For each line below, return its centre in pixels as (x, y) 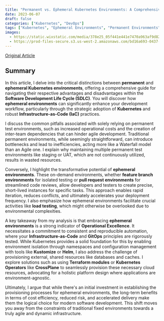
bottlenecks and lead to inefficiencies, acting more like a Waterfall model (78, 144)
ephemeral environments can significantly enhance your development (76, 103)
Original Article (20, 55)
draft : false (18, 19)
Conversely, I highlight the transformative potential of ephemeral (70, 169)
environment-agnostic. (28, 278)
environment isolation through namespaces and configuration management (81, 247)
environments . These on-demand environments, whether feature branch (79, 174)
